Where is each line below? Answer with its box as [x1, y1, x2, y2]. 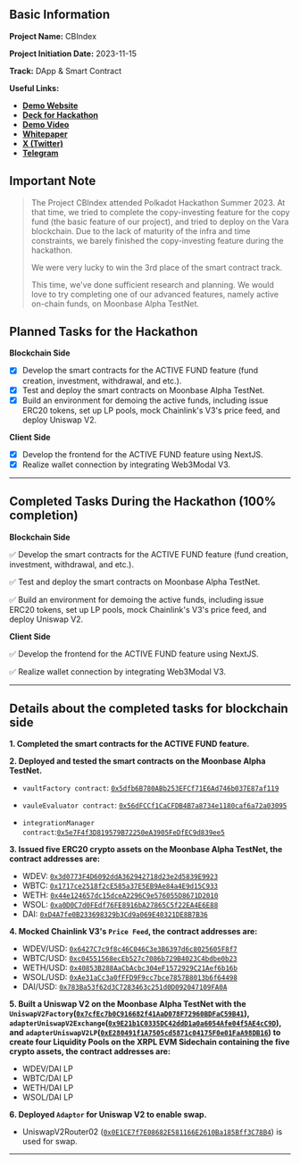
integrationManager [21, 819, 96, 828]
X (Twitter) [21, 138, 64, 148]
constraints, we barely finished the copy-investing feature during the [30, 235, 284, 246]
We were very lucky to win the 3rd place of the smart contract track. [30, 262, 283, 272]
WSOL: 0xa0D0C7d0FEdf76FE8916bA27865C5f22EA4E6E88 [21, 900, 219, 910]
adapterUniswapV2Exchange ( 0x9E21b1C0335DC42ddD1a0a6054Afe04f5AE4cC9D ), [9, 1017, 282, 1028]
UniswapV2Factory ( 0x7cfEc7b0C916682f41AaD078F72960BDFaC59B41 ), [9, 1009, 250, 1019]
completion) [9, 508, 79, 523]
